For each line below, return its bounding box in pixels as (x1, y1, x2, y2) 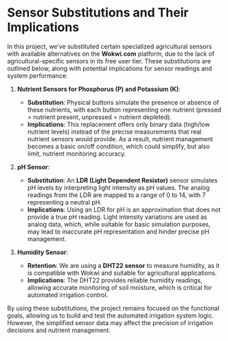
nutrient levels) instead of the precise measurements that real (27, 127, 202, 136)
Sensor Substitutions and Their (7, 5, 189, 21)
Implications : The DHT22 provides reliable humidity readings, (27, 276, 203, 284)
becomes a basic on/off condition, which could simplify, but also (27, 142, 210, 150)
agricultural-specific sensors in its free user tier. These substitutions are (7, 56, 212, 65)
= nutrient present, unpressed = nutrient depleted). (27, 112, 172, 121)
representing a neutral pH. (27, 198, 102, 206)
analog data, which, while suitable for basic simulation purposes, (27, 220, 211, 228)
